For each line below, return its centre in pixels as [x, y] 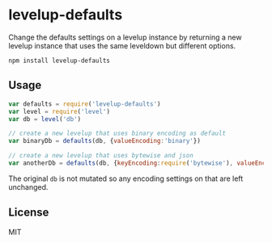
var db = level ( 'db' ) [45, 119]
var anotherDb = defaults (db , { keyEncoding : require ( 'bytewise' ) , [121, 163]
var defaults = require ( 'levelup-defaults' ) [85, 104]
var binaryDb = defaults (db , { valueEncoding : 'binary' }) [104, 141]
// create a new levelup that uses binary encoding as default [117, 134]
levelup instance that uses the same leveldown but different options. [122, 45]
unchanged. [28, 186]
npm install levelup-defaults [59, 61]
